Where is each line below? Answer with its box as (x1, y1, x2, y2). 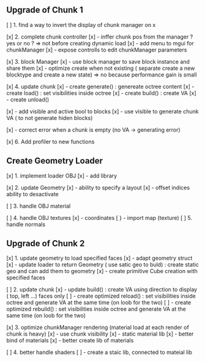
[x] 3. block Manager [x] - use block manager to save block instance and (6, 58, 190, 65)
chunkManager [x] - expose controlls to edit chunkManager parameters (6, 46, 187, 53)
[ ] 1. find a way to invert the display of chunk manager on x (6, 21, 156, 28)
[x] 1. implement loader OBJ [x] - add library (6, 172, 117, 179)
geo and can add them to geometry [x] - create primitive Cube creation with (6, 268, 198, 275)
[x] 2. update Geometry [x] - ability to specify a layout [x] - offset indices (6, 184, 190, 191)
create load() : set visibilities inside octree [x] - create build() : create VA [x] (6, 89, 197, 97)
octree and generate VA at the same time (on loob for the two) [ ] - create (6, 299, 192, 306)
